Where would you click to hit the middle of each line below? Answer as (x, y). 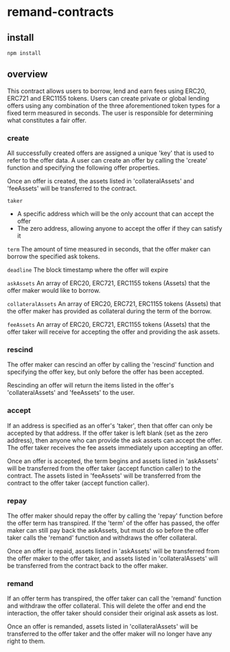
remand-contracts (61, 12)
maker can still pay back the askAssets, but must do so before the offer (108, 530)
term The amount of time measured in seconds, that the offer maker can (109, 249)
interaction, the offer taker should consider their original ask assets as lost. (113, 613)
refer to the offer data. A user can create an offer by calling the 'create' (107, 161)
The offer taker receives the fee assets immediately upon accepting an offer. (115, 447)
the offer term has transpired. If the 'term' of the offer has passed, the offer (113, 523)
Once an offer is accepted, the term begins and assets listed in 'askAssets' (113, 461)
